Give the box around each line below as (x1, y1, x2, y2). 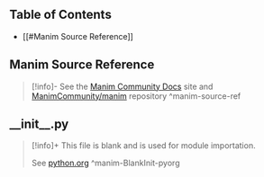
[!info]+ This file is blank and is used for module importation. (31, 140, 256, 151)
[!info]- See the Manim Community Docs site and (31, 81, 214, 92)
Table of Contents (9, 7, 113, 22)
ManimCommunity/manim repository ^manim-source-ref (31, 90, 241, 102)
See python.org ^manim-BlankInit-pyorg (31, 157, 180, 169)
